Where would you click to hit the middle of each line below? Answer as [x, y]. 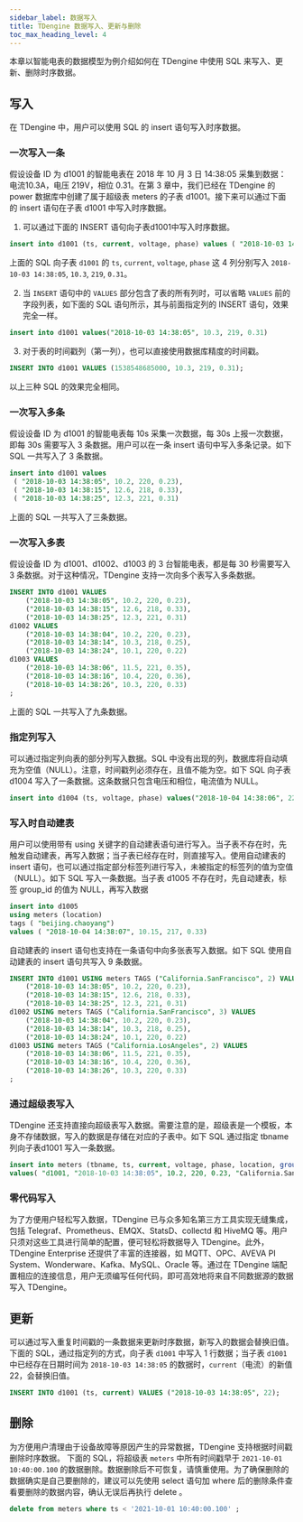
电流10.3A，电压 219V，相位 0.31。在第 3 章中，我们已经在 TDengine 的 [142, 185]
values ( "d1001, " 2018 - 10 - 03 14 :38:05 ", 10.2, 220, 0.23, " [125, 1174]
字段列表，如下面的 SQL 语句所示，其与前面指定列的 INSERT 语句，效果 [155, 304]
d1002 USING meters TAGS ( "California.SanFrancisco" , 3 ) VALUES [133, 1012]
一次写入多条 [37, 413]
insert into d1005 [44, 907]
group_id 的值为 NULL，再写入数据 [84, 889]
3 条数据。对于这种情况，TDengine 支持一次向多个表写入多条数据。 [135, 575]
